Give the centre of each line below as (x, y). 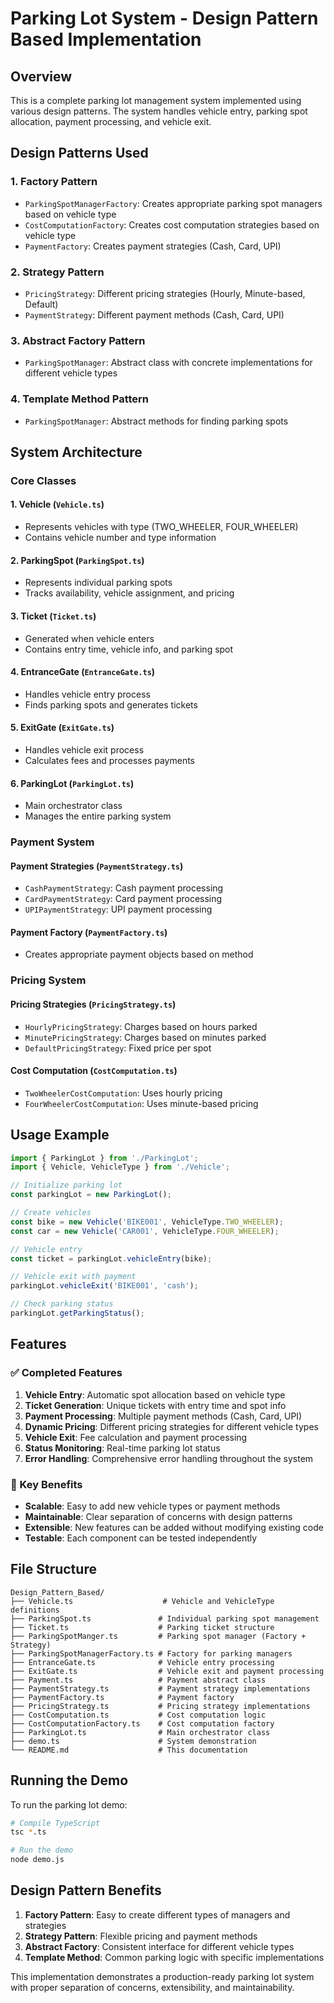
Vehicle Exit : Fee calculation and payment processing (136, 1437)
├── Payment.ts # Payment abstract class (138, 1680)
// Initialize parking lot (66, 1185)
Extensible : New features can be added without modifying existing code (174, 1527)
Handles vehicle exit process (84, 749)
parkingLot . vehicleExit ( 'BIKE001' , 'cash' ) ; (104, 1286)
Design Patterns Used (79, 153)
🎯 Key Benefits (46, 1484)
